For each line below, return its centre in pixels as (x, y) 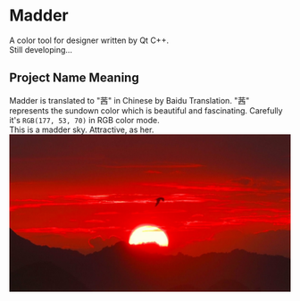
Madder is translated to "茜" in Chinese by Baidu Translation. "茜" (129, 100)
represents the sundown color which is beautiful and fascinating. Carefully (146, 110)
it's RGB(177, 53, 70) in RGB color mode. (84, 120)
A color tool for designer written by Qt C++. (89, 40)
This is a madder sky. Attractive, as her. (82, 130)
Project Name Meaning (75, 78)
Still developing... (41, 49)
